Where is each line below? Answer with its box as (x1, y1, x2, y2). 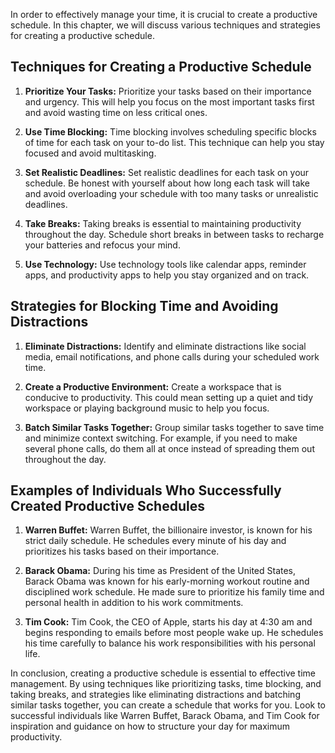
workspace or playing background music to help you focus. (24, 402, 270, 414)
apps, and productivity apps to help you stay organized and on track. (24, 269, 310, 281)
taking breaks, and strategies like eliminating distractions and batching (10, 689, 301, 701)
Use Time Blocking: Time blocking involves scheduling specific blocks (24, 125, 317, 138)
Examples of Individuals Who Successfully (10, 482, 282, 499)
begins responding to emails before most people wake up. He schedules (24, 627, 324, 639)
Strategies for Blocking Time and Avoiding (10, 298, 279, 315)
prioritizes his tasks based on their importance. (24, 545, 220, 558)
